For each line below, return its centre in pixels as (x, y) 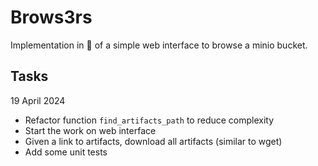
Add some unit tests (66, 152)
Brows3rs (51, 17)
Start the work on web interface (90, 130)
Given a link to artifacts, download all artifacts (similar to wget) (153, 141)
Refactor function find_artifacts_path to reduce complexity (149, 120)
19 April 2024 (38, 100)
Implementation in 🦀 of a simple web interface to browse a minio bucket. (159, 45)
